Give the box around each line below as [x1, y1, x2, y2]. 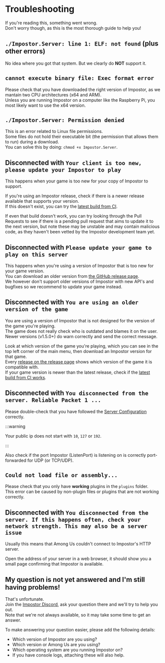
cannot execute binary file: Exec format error [5, 75, 154, 82]
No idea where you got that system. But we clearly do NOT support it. [5, 60, 147, 66]
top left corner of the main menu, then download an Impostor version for [5, 348, 152, 354]
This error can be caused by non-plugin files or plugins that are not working [5, 488, 159, 495]
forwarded [5, 457, 27, 463]
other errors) [5, 47, 46, 55]
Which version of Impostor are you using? [12, 636, 98, 642]
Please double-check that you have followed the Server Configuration [5, 408, 147, 414]
